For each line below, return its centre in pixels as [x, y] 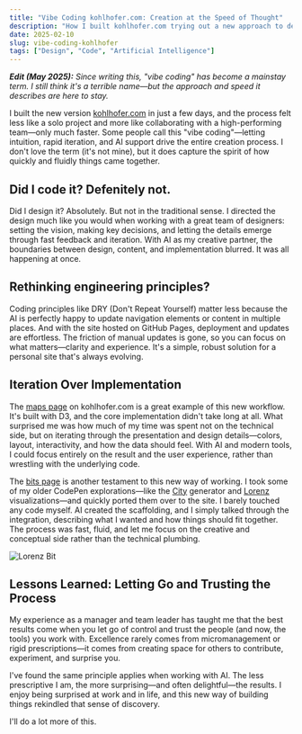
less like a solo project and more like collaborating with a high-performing [146, 123]
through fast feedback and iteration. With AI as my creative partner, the [141, 239]
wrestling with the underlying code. [75, 463]
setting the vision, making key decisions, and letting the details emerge [141, 229]
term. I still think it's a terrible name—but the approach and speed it [135, 86]
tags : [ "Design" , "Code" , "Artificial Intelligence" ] [112, 51]
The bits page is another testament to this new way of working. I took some [149, 481]
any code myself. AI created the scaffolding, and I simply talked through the [149, 510]
